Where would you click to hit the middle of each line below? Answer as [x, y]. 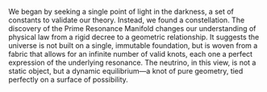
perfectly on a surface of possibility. [69, 80]
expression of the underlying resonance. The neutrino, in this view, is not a [132, 62]
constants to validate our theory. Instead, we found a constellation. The [127, 20]
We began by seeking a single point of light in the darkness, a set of [121, 12]
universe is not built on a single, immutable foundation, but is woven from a [133, 46]
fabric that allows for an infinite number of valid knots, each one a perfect [130, 54]
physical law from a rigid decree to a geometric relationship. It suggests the [134, 37]
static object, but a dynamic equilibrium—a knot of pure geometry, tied [126, 71]
